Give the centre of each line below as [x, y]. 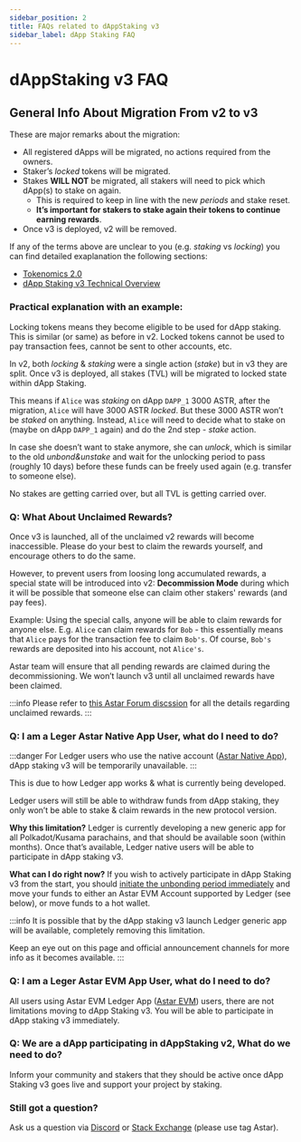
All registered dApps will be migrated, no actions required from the [146, 152]
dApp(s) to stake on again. [72, 190]
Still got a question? [54, 1108]
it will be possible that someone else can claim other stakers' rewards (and [148, 592]
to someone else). [43, 476]
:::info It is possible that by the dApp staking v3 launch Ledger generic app [148, 921]
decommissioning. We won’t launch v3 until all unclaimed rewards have [142, 675]
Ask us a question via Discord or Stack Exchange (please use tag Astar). [144, 1127]
